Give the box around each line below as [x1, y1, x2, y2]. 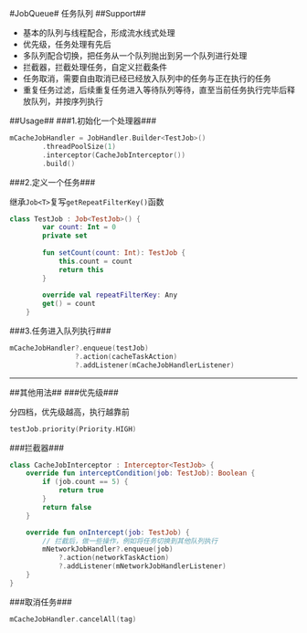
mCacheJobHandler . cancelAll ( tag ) [9, 615, 137, 624]
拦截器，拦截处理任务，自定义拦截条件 [22, 62, 167, 72]
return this [58, 265, 104, 274]
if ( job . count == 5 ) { [42, 478, 129, 487]
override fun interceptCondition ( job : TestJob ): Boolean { [26, 469, 256, 478]
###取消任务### [9, 596, 73, 607]
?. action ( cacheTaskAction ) [74, 352, 178, 361]
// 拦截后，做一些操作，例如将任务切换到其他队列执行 [42, 536, 218, 545]
